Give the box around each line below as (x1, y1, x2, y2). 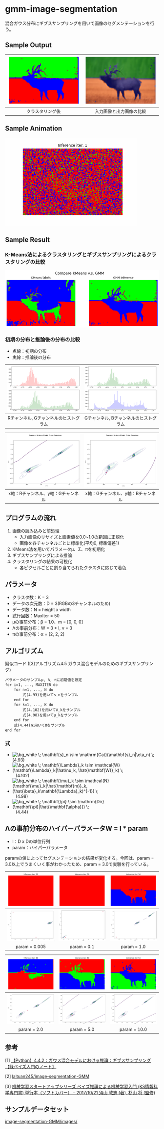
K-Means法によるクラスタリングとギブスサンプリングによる (5, 251, 146, 258)
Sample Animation (5, 124, 62, 133)
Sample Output (5, 41, 52, 50)
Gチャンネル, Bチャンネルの (84, 415, 140, 421)
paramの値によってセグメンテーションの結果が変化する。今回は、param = (5, 855, 154, 861)
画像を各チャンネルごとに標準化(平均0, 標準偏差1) (19, 540, 120, 546)
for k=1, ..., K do (14, 703, 54, 708)
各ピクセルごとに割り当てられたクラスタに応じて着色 (19, 564, 127, 570)
